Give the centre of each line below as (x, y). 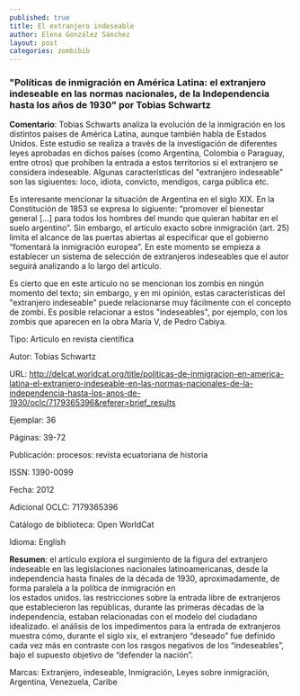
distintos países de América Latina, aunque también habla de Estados (138, 134)
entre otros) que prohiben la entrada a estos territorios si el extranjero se (144, 163)
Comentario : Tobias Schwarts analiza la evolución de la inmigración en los (147, 125)
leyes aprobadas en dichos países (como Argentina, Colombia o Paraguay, (147, 153)
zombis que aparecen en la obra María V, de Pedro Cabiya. (118, 322)
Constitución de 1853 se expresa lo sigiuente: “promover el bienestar (137, 209)
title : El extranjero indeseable (72, 26)
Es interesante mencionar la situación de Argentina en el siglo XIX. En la (142, 200)
